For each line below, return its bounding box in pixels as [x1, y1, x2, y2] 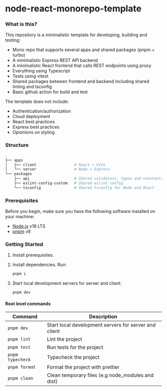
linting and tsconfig [12, 84, 52, 90]
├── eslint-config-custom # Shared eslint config [14, 181, 123, 186]
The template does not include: [5, 99, 69, 105]
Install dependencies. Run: [12, 261, 67, 268]
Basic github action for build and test [12, 89, 88, 95]
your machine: [5, 214, 35, 220]
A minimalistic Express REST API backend [12, 58, 98, 64]
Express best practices [12, 124, 60, 130]
